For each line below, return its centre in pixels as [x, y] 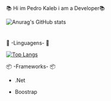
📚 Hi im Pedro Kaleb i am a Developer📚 [56, 8]
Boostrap [26, 92]
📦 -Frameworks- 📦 [31, 66]
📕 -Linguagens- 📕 [28, 43]
